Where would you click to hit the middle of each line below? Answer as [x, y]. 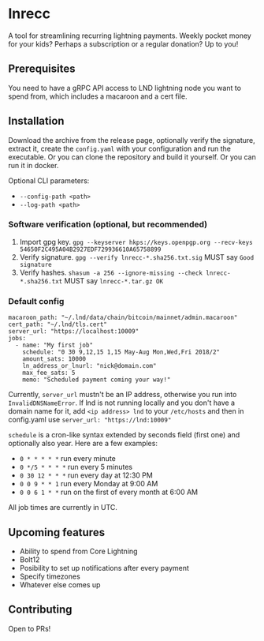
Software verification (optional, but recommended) [108, 224]
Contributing [40, 610]
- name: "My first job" [54, 345]
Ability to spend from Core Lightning [78, 551]
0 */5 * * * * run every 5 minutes [76, 467]
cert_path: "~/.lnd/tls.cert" [58, 324]
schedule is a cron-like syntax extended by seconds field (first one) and [124, 435]
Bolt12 [30, 559]
